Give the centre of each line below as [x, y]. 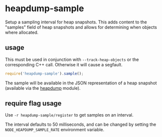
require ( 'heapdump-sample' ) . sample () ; [44, 74]
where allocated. [22, 32]
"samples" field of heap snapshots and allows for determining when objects [81, 27]
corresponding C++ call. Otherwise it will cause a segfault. [64, 64]
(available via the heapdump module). [43, 88]
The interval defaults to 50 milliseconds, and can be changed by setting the [81, 124]
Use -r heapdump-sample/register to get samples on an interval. [69, 115]
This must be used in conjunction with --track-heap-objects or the [72, 59]
